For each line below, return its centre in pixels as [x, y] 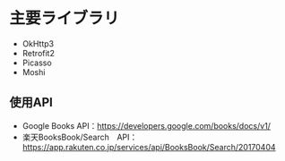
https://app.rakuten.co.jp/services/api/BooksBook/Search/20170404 [149, 147]
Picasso [37, 63]
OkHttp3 [38, 43]
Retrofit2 [39, 53]
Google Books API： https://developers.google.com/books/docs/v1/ [147, 125]
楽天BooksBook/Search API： [80, 137]
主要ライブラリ [65, 18]
